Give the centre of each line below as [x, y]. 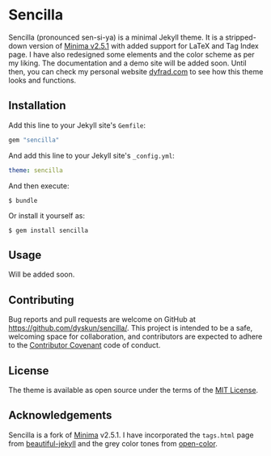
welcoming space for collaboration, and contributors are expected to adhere [135, 336]
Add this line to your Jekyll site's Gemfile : [77, 125]
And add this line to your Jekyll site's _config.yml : [92, 155]
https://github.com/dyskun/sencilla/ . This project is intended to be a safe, [131, 328]
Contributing [41, 300]
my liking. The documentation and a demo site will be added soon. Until [127, 63]
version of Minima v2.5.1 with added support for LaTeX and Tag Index [144, 45]
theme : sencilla [36, 170]
